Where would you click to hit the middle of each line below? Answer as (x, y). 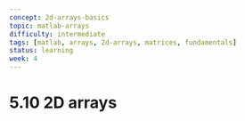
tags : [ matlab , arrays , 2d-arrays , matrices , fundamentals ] (123, 42)
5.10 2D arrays (63, 103)
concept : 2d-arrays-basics (59, 17)
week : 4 (24, 59)
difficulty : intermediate (57, 34)
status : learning (41, 51)
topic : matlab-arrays (49, 26)
